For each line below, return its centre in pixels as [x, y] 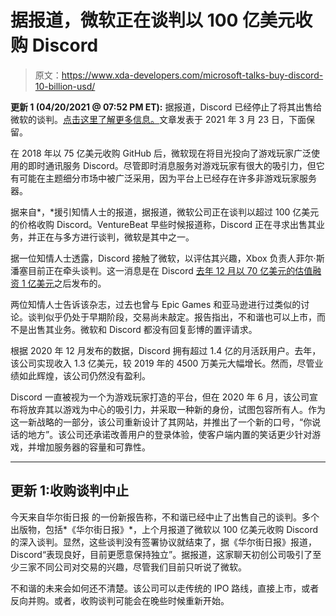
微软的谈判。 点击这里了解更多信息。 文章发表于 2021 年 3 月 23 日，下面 [158, 119]
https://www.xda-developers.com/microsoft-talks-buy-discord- [192, 75]
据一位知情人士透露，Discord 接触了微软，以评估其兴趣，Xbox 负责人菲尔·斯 [167, 258]
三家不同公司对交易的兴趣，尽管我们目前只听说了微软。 [132, 567]
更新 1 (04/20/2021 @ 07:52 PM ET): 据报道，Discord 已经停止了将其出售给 [166, 107]
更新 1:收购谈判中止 [70, 491]
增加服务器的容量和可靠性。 [93, 447]
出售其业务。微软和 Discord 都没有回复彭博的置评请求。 [142, 329]
